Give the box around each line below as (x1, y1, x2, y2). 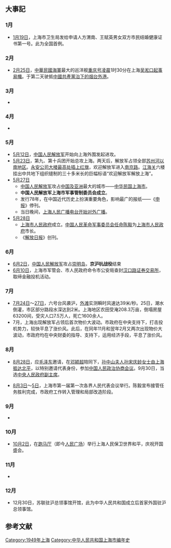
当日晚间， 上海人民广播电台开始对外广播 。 (20, 208, 110, 215)
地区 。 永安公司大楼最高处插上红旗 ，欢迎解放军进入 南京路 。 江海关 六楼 (17, 164, 165, 170)
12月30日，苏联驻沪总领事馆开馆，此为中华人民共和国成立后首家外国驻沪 (12, 499, 166, 506)
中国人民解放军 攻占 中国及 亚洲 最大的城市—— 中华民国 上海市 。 (20, 183, 151, 189)
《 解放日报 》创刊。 (20, 234, 61, 240)
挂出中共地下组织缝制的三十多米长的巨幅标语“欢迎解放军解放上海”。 (12, 170, 156, 176)
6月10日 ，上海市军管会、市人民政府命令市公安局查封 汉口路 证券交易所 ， (12, 267, 164, 273)
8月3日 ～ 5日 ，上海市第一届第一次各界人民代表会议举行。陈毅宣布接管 (12, 382, 160, 388)
